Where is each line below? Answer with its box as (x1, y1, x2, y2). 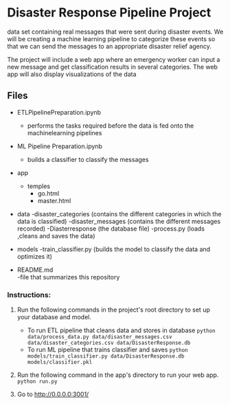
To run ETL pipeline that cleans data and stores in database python (27, 326, 216, 334)
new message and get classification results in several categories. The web (7, 62, 218, 71)
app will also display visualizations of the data (7, 70, 137, 78)
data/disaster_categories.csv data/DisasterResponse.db (27, 340, 191, 347)
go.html (37, 189, 60, 197)
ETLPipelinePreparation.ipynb (16, 108, 102, 116)
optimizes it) (16, 252, 53, 260)
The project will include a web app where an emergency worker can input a (7, 55, 220, 63)
